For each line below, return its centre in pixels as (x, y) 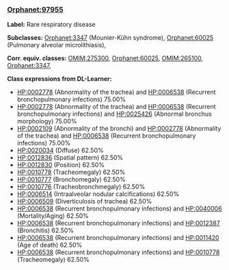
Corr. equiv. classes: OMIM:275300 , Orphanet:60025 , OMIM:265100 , (105, 58)
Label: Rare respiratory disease (51, 25)
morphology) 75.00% (47, 121)
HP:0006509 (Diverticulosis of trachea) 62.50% (84, 201)
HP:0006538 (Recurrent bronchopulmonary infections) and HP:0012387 (118, 223)
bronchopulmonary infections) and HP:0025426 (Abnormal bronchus (114, 114)
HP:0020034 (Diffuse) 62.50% (60, 150)
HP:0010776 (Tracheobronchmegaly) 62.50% (81, 187)
